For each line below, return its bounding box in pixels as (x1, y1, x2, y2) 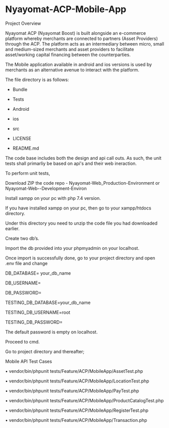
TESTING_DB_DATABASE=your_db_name (5, 299, 91, 306)
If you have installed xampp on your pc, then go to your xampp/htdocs (5, 205, 151, 211)
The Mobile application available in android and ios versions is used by (5, 61, 152, 67)
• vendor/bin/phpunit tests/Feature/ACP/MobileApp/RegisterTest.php (5, 407, 149, 413)
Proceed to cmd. (5, 338, 40, 345)
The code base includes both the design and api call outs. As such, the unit (5, 155, 161, 161)
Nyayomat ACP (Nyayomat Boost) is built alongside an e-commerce (5, 30, 146, 36)
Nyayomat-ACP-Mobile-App (5, 4, 127, 15)
